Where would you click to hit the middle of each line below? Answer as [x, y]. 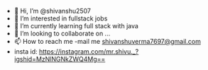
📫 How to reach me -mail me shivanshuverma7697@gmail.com [107, 41]
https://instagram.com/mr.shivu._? [89, 52]
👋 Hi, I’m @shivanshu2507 [52, 11]
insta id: [26, 52]
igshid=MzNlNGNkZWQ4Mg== [60, 59]
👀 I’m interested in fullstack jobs [61, 18]
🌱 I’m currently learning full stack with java [76, 26]
